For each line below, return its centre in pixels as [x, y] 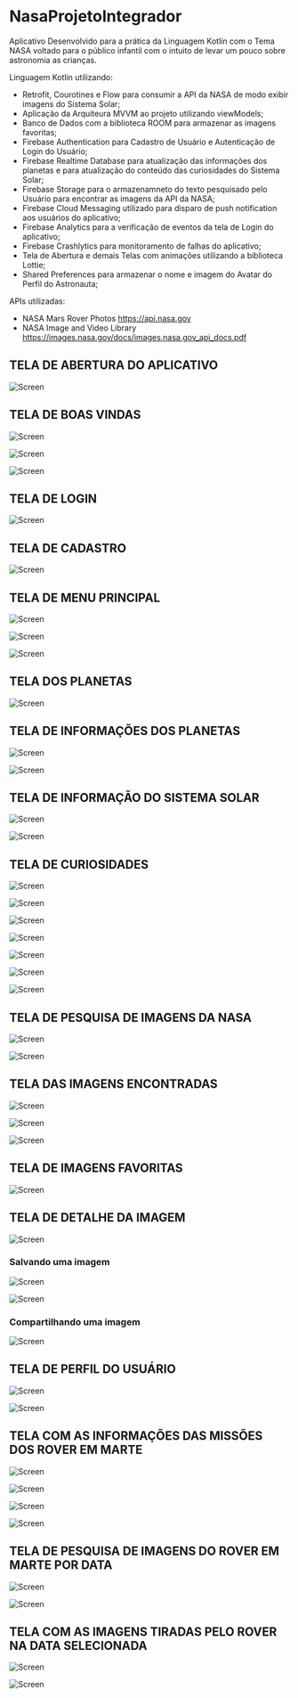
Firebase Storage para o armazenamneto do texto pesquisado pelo [145, 189]
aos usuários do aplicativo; [72, 217]
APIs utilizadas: [37, 301]
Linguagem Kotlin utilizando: [61, 77]
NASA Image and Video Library [79, 328]
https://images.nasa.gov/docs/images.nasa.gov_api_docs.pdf [134, 337]
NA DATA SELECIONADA [78, 1645]
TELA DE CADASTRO [68, 548]
